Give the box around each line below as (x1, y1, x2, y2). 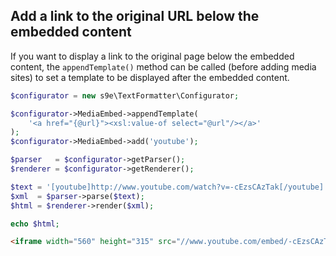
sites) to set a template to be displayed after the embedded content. (10, 71, 290, 83)
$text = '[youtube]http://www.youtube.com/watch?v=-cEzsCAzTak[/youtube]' (10, 182, 329, 192)
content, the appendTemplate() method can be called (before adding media (10, 60, 317, 73)
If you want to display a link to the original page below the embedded (10, 50, 295, 62)
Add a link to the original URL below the (10, 8, 260, 25)
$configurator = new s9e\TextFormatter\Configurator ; (10, 90, 240, 101)
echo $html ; (10, 219, 60, 229)
